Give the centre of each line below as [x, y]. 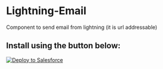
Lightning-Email [47, 11]
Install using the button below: [63, 46]
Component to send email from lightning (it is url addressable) [82, 27]
